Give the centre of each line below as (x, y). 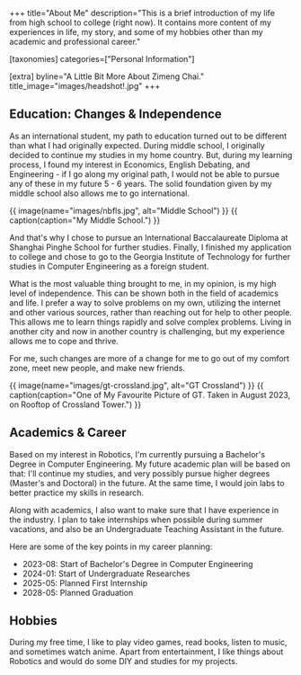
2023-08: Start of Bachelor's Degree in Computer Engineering (137, 564)
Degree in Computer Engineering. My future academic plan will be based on (150, 464)
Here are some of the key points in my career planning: (111, 546)
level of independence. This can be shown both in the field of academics (144, 293)
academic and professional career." (75, 41)
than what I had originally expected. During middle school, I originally (137, 145)
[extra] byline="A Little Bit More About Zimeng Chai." (107, 76)
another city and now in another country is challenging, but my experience (147, 331)
